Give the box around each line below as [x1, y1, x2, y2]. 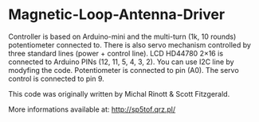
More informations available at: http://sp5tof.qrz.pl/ [8, 105, 176, 114]
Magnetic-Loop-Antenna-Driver [8, 6, 226, 24]
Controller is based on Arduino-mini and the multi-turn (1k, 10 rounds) [8, 32, 237, 41]
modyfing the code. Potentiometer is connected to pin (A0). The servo [8, 65, 239, 74]
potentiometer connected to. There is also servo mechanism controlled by [8, 40, 251, 49]
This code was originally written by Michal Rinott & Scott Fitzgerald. [8, 89, 230, 98]
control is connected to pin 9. [8, 74, 105, 83]
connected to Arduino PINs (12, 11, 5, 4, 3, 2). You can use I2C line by [8, 57, 234, 67]
